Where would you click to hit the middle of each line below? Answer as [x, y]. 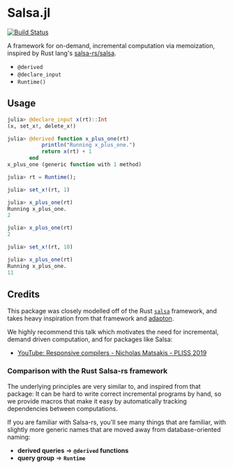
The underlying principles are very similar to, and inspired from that [104, 386]
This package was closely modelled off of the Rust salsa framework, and [112, 311]
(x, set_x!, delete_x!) [42, 126]
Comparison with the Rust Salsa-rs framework [88, 371]
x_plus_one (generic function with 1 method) [74, 165]
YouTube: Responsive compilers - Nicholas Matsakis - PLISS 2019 [112, 353]
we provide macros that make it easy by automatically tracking [97, 401]
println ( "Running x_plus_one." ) [89, 145]
